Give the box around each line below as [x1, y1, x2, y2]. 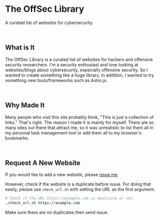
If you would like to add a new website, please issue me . [5, 172, 119, 178]
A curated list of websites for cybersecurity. [5, 20, 94, 26]
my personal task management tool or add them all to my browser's [5, 130, 142, 136]
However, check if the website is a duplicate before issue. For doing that [5, 181, 151, 187]
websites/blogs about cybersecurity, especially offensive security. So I [5, 67, 148, 73]
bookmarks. [5, 135, 29, 141]
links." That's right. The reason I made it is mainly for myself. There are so [5, 119, 154, 125]
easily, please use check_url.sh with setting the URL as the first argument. [5, 187, 156, 192]
